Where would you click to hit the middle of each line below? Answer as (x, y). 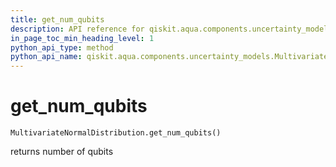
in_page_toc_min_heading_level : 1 (82, 38)
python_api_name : (46, 57)
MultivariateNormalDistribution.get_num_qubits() (116, 133)
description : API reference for (77, 29)
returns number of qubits (62, 152)
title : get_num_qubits (57, 19)
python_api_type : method (62, 47)
